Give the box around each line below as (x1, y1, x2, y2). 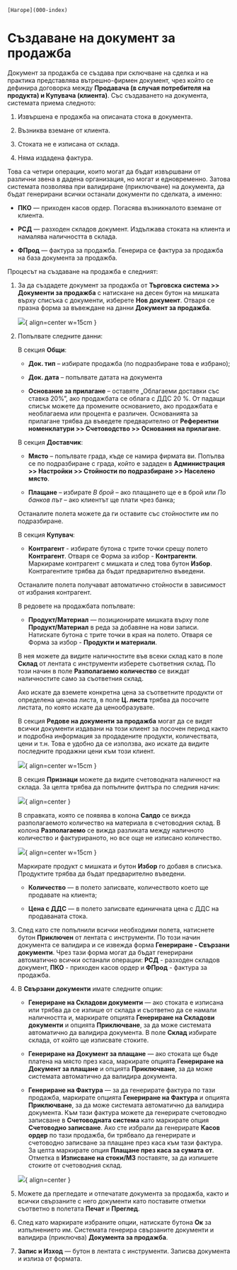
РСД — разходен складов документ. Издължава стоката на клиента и (17, 224, 231, 233)
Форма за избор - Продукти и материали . (28, 638, 158, 646)
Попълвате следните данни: (17, 331, 103, 340)
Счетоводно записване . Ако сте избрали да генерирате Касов (28, 1123, 221, 1132)
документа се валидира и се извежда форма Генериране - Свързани (17, 940, 230, 949)
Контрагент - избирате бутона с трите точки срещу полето (28, 544, 208, 552)
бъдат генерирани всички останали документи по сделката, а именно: (7, 190, 223, 198)
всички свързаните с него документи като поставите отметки (17, 1196, 207, 1205)
